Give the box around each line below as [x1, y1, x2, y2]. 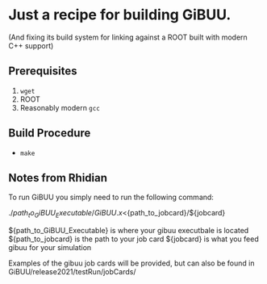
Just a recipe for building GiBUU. [8, 6, 232, 24]
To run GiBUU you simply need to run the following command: [8, 192, 214, 203]
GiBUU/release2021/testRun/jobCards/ [8, 267, 136, 277]
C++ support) [8, 40, 54, 50]
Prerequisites [8, 65, 77, 78]
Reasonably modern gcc [19, 102, 101, 112]
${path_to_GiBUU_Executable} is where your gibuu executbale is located [8, 226, 249, 236]
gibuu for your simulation [8, 243, 92, 253]
